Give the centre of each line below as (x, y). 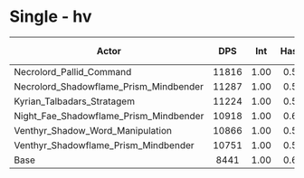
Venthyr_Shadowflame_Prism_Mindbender (104, 145)
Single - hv (51, 17)
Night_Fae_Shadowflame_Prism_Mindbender (109, 116)
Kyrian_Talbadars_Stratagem (75, 101)
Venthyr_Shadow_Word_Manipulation (93, 130)
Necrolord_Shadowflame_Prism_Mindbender (109, 86)
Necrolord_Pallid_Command (73, 71)
